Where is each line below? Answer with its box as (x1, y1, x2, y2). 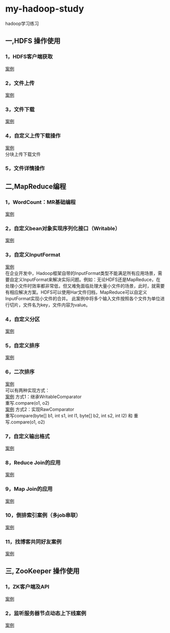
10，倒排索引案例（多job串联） (5, 512, 81, 519)
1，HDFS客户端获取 (5, 53, 53, 60)
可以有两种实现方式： (5, 387, 50, 393)
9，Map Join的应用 (5, 486, 53, 493)
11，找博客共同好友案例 (5, 538, 62, 545)
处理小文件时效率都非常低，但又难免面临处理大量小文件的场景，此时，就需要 (5, 283, 165, 289)
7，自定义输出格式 (5, 432, 50, 440)
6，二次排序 (5, 368, 35, 375)
